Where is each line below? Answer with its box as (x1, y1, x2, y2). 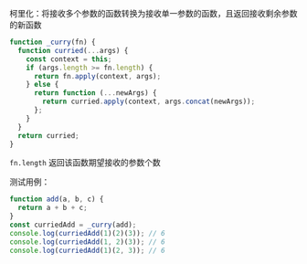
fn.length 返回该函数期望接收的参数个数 (9, 157, 162, 168)
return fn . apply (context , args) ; (33, 71, 162, 80)
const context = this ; (26, 54, 112, 64)
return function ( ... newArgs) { (33, 89, 157, 98)
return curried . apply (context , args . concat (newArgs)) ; (42, 97, 256, 107)
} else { (26, 80, 59, 90)
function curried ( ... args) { (17, 46, 129, 55)
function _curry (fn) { (9, 37, 96, 47)
